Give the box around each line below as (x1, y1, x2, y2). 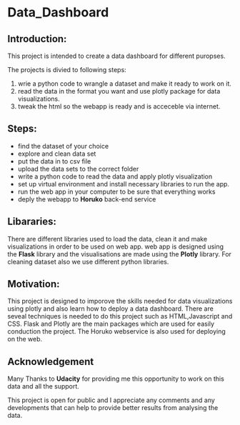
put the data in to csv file (17, 156, 91, 165)
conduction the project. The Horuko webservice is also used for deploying (7, 327, 226, 336)
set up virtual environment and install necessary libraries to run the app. (17, 179, 230, 188)
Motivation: (7, 278, 60, 290)
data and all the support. (7, 382, 80, 391)
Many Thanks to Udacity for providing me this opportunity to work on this (7, 374, 225, 383)
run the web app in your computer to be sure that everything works (17, 187, 216, 196)
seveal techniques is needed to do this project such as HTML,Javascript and (7, 312, 233, 321)
